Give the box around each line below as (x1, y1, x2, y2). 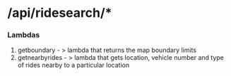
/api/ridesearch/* (7, 5, 112, 21)
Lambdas (7, 30, 40, 40)
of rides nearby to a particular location (17, 61, 129, 70)
